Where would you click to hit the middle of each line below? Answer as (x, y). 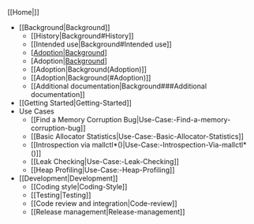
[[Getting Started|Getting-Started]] (75, 103)
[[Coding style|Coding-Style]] (79, 187)
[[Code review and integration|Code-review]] (104, 203)
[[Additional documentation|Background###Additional (118, 86)
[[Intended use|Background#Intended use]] (101, 44)
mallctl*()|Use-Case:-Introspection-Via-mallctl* (169, 145)
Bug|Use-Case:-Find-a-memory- (177, 119)
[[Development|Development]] (68, 178)
